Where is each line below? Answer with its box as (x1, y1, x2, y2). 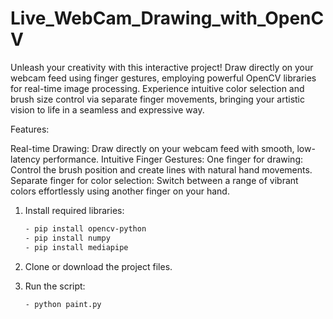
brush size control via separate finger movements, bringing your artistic (10, 93, 306, 105)
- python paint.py (24, 299, 102, 309)
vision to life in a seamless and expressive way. (10, 103, 205, 116)
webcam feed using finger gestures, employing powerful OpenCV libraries (10, 72, 317, 84)
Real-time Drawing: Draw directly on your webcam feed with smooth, (10, 142, 295, 154)
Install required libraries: (24, 204, 125, 216)
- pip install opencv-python (24, 223, 147, 234)
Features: (10, 123, 50, 135)
